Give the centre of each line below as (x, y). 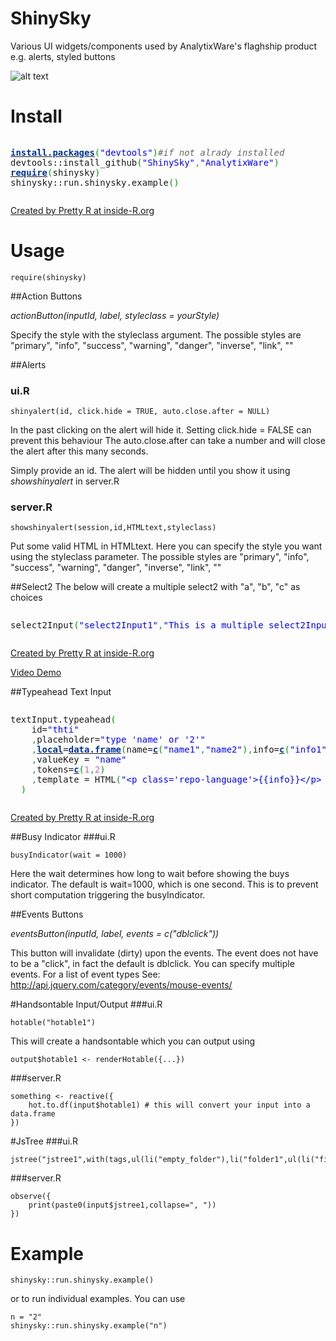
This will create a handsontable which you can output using (133, 1041)
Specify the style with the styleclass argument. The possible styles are (156, 334)
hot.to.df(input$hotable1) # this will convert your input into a (169, 1105)
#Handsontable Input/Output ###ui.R (86, 1004)
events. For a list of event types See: (85, 974)
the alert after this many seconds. (79, 451)
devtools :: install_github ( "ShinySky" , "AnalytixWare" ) (145, 162)
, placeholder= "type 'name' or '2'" (118, 740)
